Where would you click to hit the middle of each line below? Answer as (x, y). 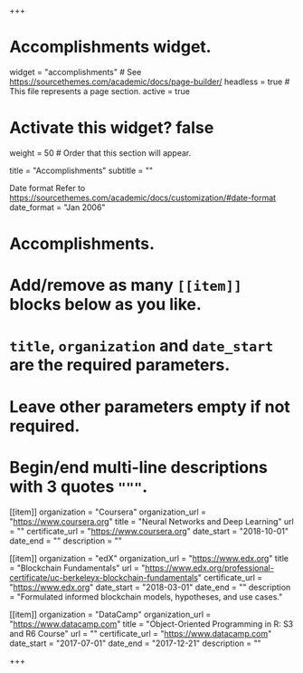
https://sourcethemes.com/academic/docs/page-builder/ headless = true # (150, 82)
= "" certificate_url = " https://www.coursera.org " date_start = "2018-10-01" (149, 531)
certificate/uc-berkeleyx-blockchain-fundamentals (104, 577)
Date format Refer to (47, 187)
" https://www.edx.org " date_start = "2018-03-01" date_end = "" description (150, 587)
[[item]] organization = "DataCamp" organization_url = (110, 614)
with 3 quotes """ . (79, 486)
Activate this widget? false (112, 128)
